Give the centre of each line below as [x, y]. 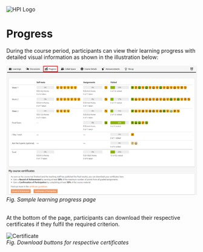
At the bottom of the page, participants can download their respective [93, 218]
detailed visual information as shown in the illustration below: [82, 57]
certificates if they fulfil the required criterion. [63, 224]
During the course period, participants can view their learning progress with [101, 50]
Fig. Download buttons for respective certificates [68, 242]
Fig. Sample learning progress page [51, 200]
